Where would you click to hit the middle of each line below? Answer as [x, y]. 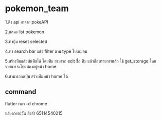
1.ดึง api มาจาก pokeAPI [27, 22]
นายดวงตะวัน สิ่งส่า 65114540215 [34, 113]
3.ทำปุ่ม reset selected [26, 41]
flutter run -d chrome [26, 103]
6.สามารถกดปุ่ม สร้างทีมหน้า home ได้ [36, 76]
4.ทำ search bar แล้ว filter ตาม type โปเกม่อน [46, 51]
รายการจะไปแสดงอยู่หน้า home [31, 66]
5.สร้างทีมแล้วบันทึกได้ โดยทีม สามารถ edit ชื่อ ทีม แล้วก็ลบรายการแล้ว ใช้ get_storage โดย [81, 61]
